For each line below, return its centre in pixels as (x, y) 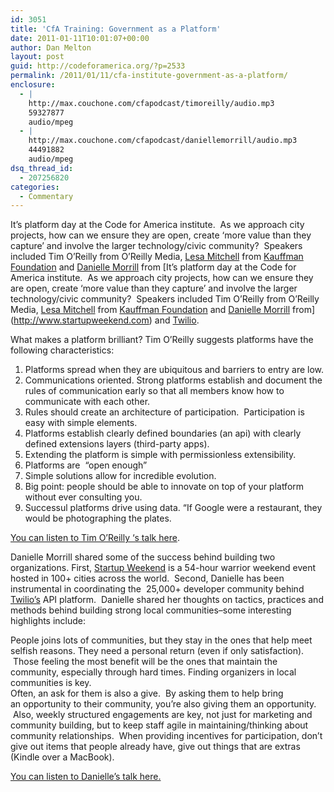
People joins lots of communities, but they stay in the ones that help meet (161, 640)
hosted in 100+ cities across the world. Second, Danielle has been (147, 578)
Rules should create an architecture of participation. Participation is (164, 412)
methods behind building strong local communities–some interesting (151, 610)
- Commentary (46, 196)
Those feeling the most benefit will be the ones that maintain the (145, 662)
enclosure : (33, 85)
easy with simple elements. (81, 423)
